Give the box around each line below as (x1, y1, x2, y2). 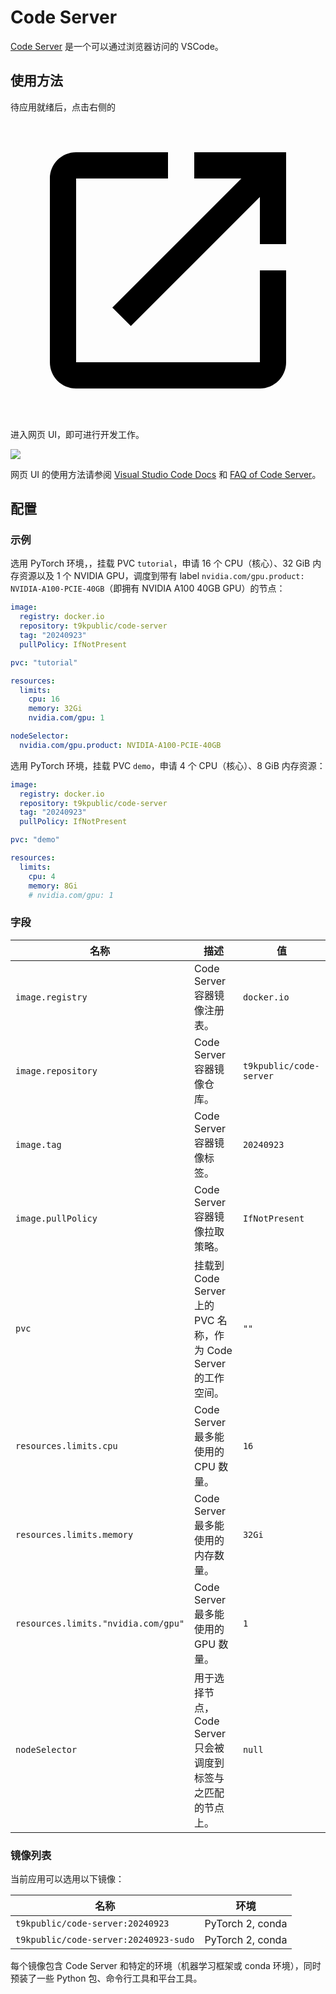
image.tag (15, 1139, 62, 1150)
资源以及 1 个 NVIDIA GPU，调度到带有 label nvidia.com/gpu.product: (18, 570, 305, 582)
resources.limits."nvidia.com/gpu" (15, 1617, 185, 1629)
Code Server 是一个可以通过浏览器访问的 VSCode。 (10, 40, 224, 52)
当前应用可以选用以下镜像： (10, 1873, 125, 1885)
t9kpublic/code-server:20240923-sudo (15, 1934, 195, 1946)
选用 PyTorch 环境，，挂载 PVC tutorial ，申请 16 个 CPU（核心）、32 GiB (10, 557, 311, 570)
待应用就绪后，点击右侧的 (10, 101, 116, 113)
